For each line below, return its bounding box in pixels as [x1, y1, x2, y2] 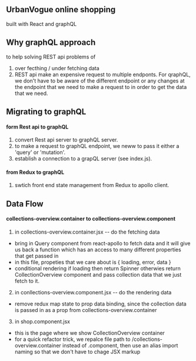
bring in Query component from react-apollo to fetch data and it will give [14, 240, 191, 247]
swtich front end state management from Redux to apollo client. [14, 182, 170, 189]
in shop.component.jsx [14, 318, 71, 325]
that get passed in [14, 252, 59, 260]
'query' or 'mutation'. [14, 149, 66, 156]
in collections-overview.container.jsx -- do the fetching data [14, 228, 160, 235]
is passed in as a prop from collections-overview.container [14, 307, 157, 314]
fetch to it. [14, 277, 40, 285]
